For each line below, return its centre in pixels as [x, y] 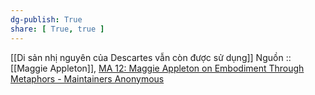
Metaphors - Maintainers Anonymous [87, 78]
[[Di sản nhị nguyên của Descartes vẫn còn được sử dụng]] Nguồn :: [151, 57]
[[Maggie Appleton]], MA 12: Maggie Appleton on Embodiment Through [157, 68]
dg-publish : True [46, 19]
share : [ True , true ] [57, 29]
